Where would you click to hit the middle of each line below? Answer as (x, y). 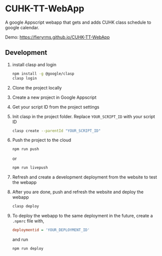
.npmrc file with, (28, 221)
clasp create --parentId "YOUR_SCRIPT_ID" (56, 131)
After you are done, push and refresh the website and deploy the (78, 192)
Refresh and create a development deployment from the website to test (85, 177)
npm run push (26, 149)
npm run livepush (30, 168)
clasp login (24, 78)
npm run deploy (28, 248)
